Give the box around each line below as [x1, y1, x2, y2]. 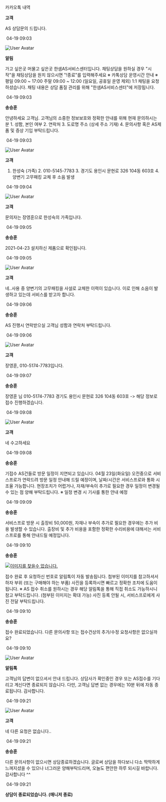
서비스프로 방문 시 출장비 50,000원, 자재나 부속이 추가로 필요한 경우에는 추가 [5, 520, 153, 526]
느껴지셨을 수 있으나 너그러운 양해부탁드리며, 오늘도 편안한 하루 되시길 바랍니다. [5, 765, 159, 771]
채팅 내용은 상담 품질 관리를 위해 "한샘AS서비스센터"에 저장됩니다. [27, 84, 155, 90]
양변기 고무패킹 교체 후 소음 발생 [12, 174, 75, 180]
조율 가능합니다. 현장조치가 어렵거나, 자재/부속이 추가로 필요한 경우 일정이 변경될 [5, 483, 160, 489]
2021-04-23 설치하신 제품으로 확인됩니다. [5, 245, 87, 251]
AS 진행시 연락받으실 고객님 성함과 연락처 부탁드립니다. [5, 322, 111, 328]
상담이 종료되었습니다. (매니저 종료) [5, 792, 73, 798]
